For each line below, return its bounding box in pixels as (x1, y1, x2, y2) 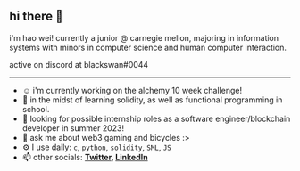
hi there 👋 (9, 9, 64, 24)
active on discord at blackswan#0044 (9, 59, 149, 69)
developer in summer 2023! (21, 122, 125, 134)
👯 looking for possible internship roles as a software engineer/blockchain (21, 113, 291, 124)
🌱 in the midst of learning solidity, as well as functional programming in (21, 94, 283, 105)
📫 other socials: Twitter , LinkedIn (21, 151, 149, 162)
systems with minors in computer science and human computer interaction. (9, 42, 287, 53)
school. (21, 103, 50, 114)
